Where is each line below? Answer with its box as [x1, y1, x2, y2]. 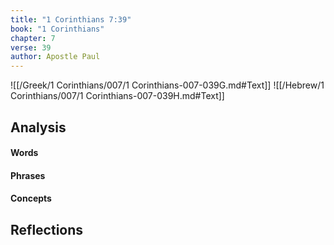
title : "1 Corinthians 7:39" [10, 14, 132, 25]
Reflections [10, 221, 84, 238]
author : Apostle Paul [10, 52, 101, 62]
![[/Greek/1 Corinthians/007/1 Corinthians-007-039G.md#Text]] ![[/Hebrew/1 [10, 79, 325, 91]
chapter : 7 [10, 33, 56, 43]
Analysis [10, 119, 67, 136]
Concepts [10, 192, 52, 205]
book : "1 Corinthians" [10, 24, 105, 34]
